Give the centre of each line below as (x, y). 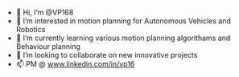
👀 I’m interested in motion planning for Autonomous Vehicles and (124, 21)
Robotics (31, 29)
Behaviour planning (48, 47)
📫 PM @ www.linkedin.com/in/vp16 (75, 64)
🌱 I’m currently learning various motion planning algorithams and (123, 38)
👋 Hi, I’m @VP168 (45, 12)
